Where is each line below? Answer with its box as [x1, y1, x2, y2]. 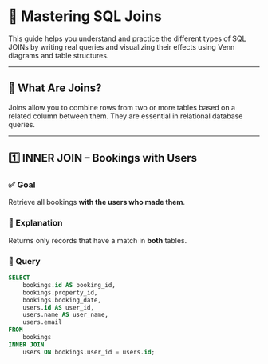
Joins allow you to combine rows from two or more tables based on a [8, 102, 236, 112]
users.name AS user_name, [22, 311, 109, 319]
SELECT [8, 274, 30, 282]
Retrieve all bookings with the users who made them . [8, 198, 186, 207]
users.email [22, 318, 62, 326]
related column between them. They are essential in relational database [8, 111, 243, 121]
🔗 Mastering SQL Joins [8, 7, 162, 26]
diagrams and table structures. [8, 50, 109, 60]
